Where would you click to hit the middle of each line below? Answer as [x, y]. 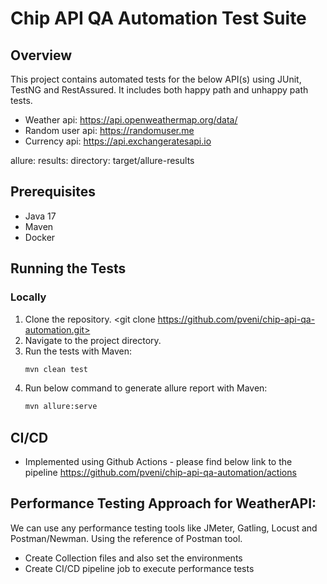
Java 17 [40, 216]
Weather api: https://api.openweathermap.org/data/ [131, 120]
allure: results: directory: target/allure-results [102, 160]
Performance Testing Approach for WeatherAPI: [163, 503]
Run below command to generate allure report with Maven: [146, 388]
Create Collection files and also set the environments [133, 558]
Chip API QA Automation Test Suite [158, 18]
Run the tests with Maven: [78, 351]
